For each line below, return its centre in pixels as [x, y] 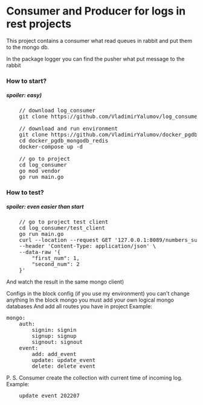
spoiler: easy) [24, 96]
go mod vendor [40, 171]
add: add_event [54, 354]
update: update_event [64, 360]
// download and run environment [69, 128]
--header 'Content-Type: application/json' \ [88, 246]
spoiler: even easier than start [45, 207]
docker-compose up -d [51, 147]
